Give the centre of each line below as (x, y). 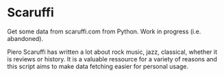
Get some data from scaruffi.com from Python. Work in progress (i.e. (104, 31)
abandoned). (25, 38)
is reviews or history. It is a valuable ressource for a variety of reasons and (112, 59)
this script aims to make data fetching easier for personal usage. (98, 66)
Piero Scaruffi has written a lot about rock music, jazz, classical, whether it (112, 52)
